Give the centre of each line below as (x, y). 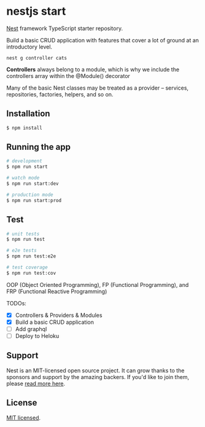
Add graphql (31, 329)
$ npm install (25, 128)
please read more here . (36, 383)
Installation (28, 114)
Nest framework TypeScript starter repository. (65, 28)
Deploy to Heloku (37, 335)
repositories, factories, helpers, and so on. (60, 94)
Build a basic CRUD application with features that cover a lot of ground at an (103, 40)
